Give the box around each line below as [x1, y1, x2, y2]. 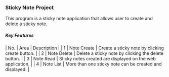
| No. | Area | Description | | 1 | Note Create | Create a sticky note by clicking [5, 45, 164, 51]
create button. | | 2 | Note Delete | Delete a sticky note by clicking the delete [5, 50, 163, 56]
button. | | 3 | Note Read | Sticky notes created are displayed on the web [5, 56, 156, 62]
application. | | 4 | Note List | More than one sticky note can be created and [5, 61, 162, 67]
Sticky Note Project [5, 4, 54, 11]
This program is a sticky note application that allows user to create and [5, 16, 153, 22]
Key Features [5, 32, 34, 38]
